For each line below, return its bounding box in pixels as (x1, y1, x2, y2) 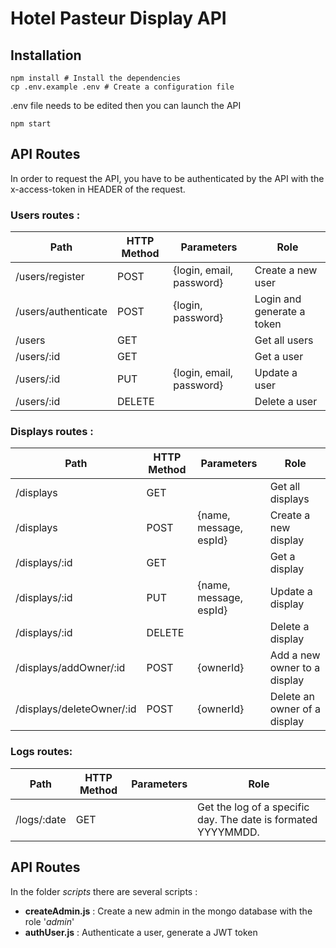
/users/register (15, 270, 85, 284)
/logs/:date (15, 812, 67, 826)
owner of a (269, 702, 321, 716)
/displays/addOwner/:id (15, 661, 126, 675)
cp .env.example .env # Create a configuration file (10, 82, 235, 92)
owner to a (269, 661, 321, 675)
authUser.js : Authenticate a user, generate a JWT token (24, 926, 258, 938)
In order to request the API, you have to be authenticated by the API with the (10, 172, 325, 184)
